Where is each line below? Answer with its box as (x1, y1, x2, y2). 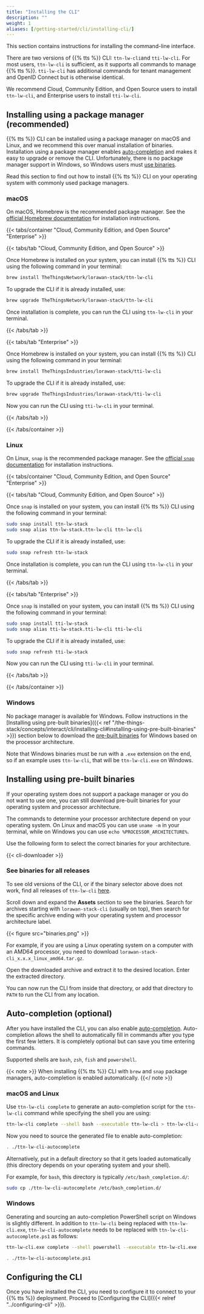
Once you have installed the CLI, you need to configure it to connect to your (6, 1288, 196, 1295)
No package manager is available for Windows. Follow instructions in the (6, 712, 188, 720)
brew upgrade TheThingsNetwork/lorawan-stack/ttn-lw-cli (6, 297, 154, 304)
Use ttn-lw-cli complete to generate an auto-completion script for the (6, 1102, 184, 1110)
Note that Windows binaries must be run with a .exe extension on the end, (6, 750, 192, 757)
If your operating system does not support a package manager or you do (6, 790, 189, 797)
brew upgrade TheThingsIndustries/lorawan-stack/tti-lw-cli (6, 391, 162, 397)
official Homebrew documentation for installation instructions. (6, 215, 161, 222)
